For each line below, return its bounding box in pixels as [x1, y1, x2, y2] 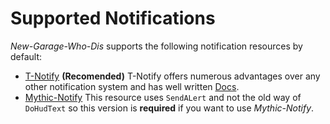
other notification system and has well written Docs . [24, 80, 240, 92]
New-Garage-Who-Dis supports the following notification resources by [10, 40, 303, 52]
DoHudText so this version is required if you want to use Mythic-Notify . [24, 102, 315, 114]
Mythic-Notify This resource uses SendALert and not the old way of [24, 91, 302, 103]
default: [10, 50, 43, 62]
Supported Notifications [10, 7, 216, 30]
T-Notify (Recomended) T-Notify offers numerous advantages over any [24, 70, 321, 82]
